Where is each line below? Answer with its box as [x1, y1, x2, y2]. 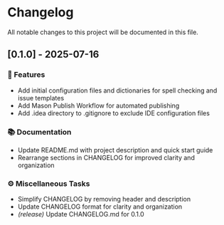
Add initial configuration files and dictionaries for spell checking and [17, 86, 218, 95]
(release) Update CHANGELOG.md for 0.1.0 [17, 210, 144, 219]
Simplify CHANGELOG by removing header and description [17, 195, 191, 204]
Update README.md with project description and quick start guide [17, 145, 213, 154]
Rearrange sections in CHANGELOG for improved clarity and [17, 153, 196, 162]
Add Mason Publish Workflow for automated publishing [17, 101, 180, 110]
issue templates [17, 93, 65, 102]
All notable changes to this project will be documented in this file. [7, 28, 199, 36]
